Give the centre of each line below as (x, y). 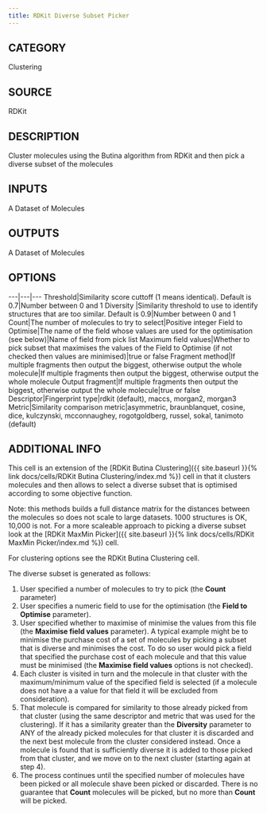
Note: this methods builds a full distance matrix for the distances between (129, 509)
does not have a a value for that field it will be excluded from (119, 691)
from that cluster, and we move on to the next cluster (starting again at (135, 759)
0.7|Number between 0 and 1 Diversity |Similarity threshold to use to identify (133, 305)
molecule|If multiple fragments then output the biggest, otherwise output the (133, 373)
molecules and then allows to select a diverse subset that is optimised (123, 485)
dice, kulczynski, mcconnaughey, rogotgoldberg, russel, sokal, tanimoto (126, 415)
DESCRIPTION (44, 136)
